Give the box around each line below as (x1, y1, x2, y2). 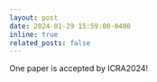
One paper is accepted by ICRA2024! (9, 63, 149, 74)
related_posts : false (9, 38, 91, 48)
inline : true (9, 30, 59, 39)
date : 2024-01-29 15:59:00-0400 (9, 22, 131, 31)
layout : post (9, 13, 59, 23)
